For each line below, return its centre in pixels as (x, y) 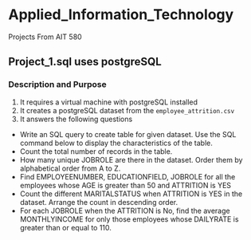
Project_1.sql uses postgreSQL (85, 62)
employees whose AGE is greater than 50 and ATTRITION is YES (125, 185)
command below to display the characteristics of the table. (116, 143)
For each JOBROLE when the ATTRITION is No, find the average (125, 210)
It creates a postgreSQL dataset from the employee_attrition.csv (127, 110)
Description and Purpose (58, 85)
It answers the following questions (76, 119)
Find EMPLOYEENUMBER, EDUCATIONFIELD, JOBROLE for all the (127, 176)
